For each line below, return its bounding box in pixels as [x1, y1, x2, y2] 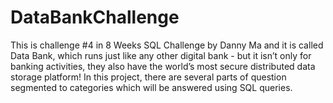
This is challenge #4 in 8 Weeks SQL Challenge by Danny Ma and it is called [10, 39, 324, 51]
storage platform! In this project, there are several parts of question [10, 71, 287, 83]
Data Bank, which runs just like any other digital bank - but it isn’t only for [10, 49, 312, 61]
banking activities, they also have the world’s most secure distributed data [10, 60, 316, 72]
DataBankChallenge [10, 6, 180, 29]
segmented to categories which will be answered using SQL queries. [10, 81, 293, 93]
